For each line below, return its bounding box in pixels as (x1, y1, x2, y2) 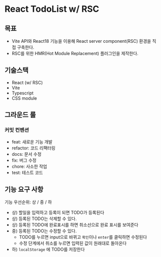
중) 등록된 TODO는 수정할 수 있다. (11, 228, 77, 234)
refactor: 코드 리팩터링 (11, 145, 56, 151)
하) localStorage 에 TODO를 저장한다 (11, 247, 85, 253)
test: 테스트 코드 (11, 170, 43, 175)
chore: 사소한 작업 (11, 163, 47, 169)
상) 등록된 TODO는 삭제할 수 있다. (11, 216, 77, 222)
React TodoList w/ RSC (4, 3, 99, 15)
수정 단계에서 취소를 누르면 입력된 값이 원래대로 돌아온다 (19, 240, 127, 246)
